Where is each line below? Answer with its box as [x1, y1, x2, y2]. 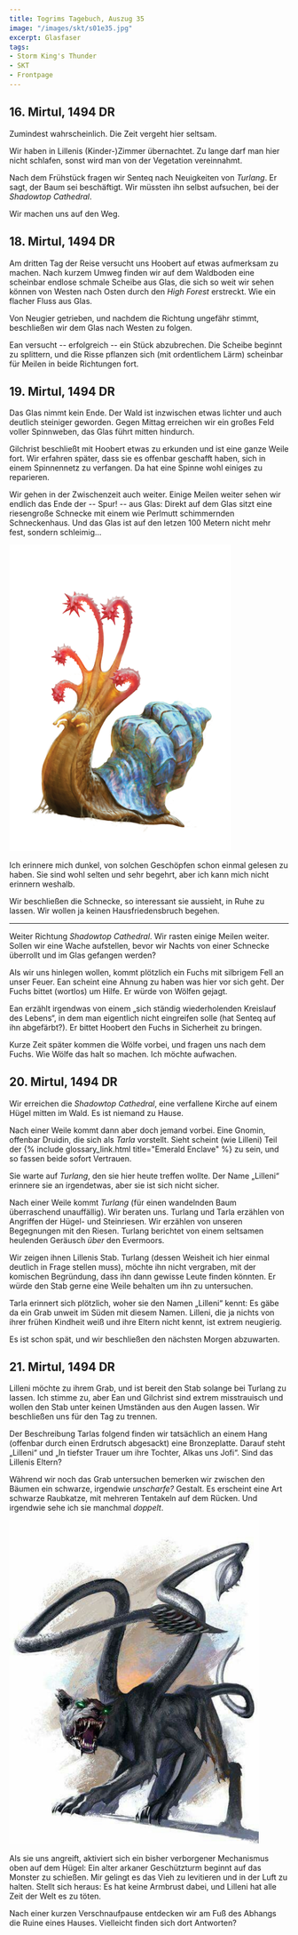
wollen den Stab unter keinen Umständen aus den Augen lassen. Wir [9, 1401, 260, 1413]
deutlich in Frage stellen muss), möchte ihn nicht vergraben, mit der [9, 1261, 256, 1272]
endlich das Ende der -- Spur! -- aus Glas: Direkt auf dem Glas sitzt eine [9, 499, 272, 510]
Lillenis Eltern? [9, 1457, 62, 1467]
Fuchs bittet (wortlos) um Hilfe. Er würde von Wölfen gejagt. [9, 985, 228, 996]
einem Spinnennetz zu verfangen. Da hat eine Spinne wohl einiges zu [9, 462, 263, 473]
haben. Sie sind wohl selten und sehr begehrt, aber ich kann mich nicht [9, 869, 270, 879]
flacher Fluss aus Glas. [9, 295, 93, 306]
